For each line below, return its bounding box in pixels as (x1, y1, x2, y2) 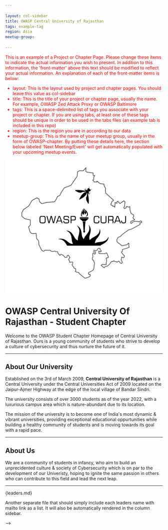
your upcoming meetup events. (12, 149, 77, 155)
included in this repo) (12, 122, 56, 128)
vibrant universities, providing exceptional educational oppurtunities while (5, 416, 157, 423)
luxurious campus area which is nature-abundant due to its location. (5, 401, 146, 408)
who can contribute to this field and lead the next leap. (5, 476, 118, 482)
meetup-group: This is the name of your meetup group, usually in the (12, 133, 155, 139)
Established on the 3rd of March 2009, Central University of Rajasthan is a (5, 376, 161, 382)
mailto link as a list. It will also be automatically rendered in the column (5, 505, 150, 511)
